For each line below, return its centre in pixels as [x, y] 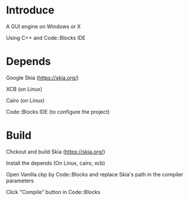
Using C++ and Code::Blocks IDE [46, 38]
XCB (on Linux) [24, 89]
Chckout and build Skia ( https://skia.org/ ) [56, 151]
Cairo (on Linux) [25, 100]
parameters [20, 180]
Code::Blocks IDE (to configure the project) [58, 111]
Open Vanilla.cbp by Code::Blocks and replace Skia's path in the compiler [94, 174]
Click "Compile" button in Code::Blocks [53, 192]
